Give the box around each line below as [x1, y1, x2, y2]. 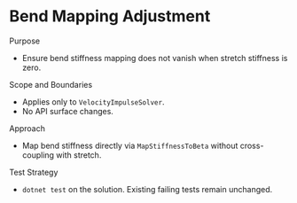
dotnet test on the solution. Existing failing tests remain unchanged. [21, 183, 273, 194]
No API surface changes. [21, 105, 113, 116]
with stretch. [56, 149, 102, 160]
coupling [21, 149, 55, 160]
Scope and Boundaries [9, 79, 93, 90]
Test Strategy [9, 167, 59, 177]
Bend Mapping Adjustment [9, 6, 211, 27]
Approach [9, 122, 46, 134]
